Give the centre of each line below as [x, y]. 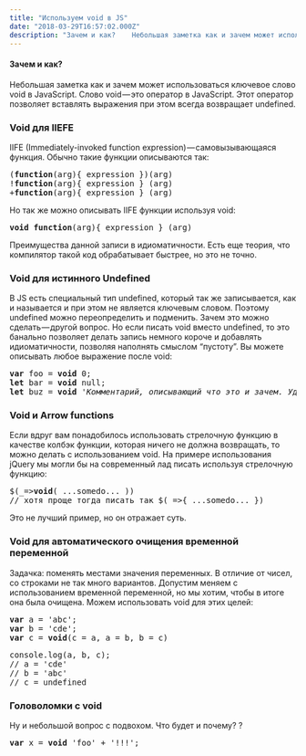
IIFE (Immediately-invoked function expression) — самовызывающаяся [143, 147]
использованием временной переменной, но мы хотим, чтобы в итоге [147, 592]
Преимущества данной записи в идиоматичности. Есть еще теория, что [150, 245]
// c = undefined [48, 682]
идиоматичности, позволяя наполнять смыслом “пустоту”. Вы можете [147, 347]
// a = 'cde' [39, 664]
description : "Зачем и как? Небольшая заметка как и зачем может [142, 35]
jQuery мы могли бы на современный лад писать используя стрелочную [151, 464]
